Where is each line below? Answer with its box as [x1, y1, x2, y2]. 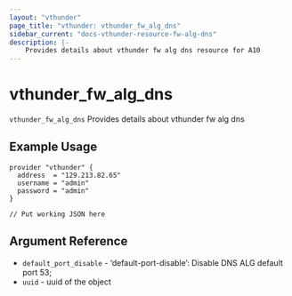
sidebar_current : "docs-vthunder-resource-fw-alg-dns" [9, 29, 217, 38]
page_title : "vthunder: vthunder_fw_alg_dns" [9, 21, 181, 30]
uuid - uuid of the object [21, 276, 111, 287]
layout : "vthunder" [9, 12, 82, 22]
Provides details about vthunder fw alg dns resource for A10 [25, 46, 261, 55]
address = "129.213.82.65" [17, 171, 122, 180]
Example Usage [9, 140, 98, 155]
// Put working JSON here [9, 210, 105, 219]
